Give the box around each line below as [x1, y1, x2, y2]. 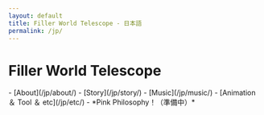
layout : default [8, 11, 63, 20]
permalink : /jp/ [8, 27, 63, 35]
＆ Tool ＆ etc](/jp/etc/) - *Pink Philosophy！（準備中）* [8, 97, 196, 107]
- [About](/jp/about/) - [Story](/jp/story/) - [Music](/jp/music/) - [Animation [8, 88, 256, 97]
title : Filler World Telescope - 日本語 [8, 19, 142, 27]
